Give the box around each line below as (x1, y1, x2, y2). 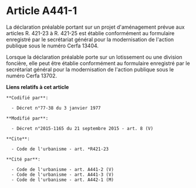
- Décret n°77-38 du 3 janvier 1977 (11, 105, 101, 111)
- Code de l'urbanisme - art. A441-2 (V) (11, 166, 114, 172)
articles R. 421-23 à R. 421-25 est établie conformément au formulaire (6, 29, 175, 36)
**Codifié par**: (6, 95, 49, 101)
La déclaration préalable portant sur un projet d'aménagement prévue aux (6, 23, 185, 30)
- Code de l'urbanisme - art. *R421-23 (11, 146, 109, 152)
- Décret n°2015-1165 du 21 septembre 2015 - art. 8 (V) (11, 125, 154, 131)
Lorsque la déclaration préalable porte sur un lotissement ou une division (6, 53, 183, 60)
